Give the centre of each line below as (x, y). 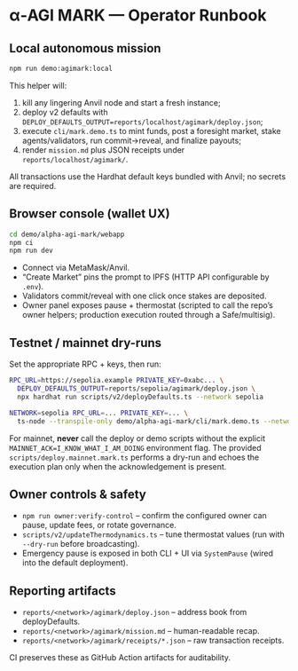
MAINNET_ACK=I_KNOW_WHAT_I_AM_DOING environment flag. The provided (135, 447)
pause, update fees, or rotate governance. (99, 525)
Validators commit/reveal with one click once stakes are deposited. (145, 296)
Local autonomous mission (85, 48)
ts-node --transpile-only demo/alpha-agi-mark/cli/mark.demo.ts (138, 421)
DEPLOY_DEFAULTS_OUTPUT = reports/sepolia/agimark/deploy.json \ (136, 389)
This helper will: (38, 85)
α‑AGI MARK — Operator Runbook (138, 16)
